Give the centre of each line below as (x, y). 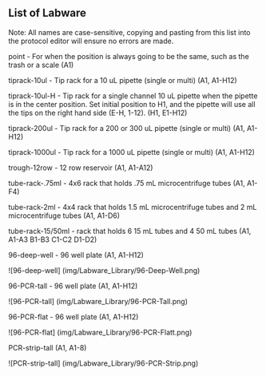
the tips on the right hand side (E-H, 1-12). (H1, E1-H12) (98, 113)
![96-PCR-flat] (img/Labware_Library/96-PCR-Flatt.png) (100, 332)
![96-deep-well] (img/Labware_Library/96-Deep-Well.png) (104, 270)
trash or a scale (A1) (41, 65)
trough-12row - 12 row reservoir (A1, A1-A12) (81, 168)
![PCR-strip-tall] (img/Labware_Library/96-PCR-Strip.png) (103, 363)
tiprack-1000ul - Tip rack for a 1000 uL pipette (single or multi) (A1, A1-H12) (132, 152)
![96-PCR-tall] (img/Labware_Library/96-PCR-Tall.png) (98, 301)
